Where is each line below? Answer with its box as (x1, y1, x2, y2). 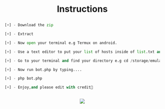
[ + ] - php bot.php (4, 76, 42, 81)
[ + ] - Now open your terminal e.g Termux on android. (4, 40, 118, 45)
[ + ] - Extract (4, 32, 34, 36)
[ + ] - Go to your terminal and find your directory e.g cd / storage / (4, 58, 151, 63)
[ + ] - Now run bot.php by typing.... (4, 67, 82, 72)
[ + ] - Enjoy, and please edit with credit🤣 (4, 85, 93, 90)
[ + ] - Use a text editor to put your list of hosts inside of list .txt (4, 49, 155, 54)
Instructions (57, 3, 108, 15)
